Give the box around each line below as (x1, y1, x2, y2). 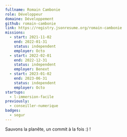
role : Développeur (5, 12, 43, 17)
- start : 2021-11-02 (9, 35, 52, 40)
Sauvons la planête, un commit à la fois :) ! (5, 126, 91, 132)
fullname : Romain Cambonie (5, 7, 61, 12)
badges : (5, 108, 21, 113)
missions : (5, 30, 26, 35)
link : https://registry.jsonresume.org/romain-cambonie (5, 26, 122, 31)
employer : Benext (14, 67, 50, 72)
